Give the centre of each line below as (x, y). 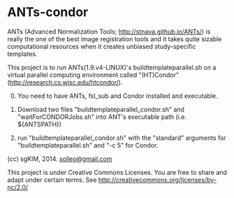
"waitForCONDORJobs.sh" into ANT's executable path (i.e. (102, 117)
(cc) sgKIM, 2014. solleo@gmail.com (60, 159)
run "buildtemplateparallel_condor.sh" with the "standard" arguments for (122, 138)
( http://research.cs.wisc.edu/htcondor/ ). (65, 82)
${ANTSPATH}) (39, 124)
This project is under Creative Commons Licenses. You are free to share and (117, 172)
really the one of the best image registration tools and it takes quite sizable (115, 38)
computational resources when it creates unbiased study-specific (102, 46)
